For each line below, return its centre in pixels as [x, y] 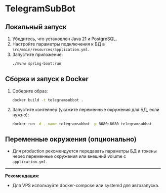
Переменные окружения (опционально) [71, 139]
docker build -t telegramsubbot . [48, 100]
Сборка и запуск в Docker [47, 79]
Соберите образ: [30, 91]
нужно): [21, 115]
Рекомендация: [22, 176]
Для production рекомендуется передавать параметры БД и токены [84, 151]
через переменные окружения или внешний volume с [69, 156]
